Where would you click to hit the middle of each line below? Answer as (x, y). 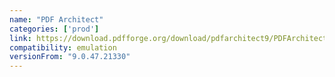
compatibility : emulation (63, 47)
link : (20, 38)
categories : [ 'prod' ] (54, 29)
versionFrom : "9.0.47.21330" (70, 57)
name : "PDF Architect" (56, 19)
